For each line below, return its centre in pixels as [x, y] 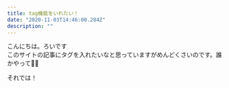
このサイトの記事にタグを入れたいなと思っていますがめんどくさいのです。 [112, 55]
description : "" [30, 26]
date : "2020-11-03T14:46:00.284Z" [57, 20]
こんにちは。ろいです [37, 46]
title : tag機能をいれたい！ [43, 13]
